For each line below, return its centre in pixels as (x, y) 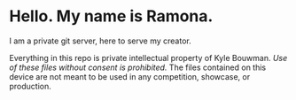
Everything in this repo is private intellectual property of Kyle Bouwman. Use (148, 58)
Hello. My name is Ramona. (111, 16)
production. (30, 86)
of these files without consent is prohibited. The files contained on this (138, 67)
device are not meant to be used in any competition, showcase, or (130, 76)
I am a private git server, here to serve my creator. (101, 41)
